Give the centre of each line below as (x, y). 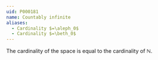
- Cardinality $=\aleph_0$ (45, 28)
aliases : (17, 23)
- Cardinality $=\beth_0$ (44, 34)
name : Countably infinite (38, 17)
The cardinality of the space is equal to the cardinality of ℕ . (79, 51)
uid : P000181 (22, 12)
